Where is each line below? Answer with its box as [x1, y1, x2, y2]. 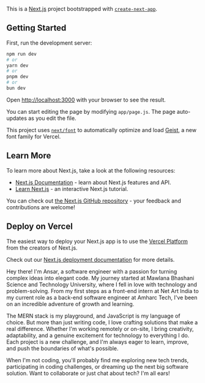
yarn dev [6, 62, 29, 69]
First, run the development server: [6, 39, 92, 46]
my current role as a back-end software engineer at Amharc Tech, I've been [6, 294, 198, 301]
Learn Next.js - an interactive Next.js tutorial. [15, 185, 129, 192]
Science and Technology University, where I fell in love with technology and [6, 281, 197, 288]
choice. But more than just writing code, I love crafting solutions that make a [6, 318, 198, 326]
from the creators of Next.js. [6, 244, 78, 251]
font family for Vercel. [6, 133, 61, 140]
